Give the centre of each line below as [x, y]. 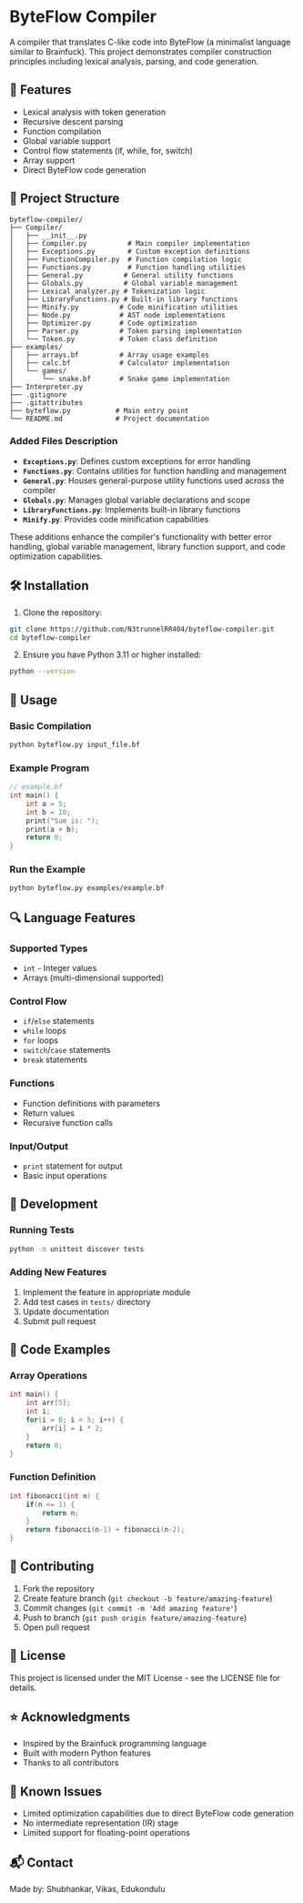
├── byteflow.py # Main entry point [99, 410]
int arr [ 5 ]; [48, 1403]
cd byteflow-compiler [50, 638]
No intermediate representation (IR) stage [101, 1823]
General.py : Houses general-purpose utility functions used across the [153, 481]
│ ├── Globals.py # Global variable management [124, 283]
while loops [44, 1031]
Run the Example [48, 869]
